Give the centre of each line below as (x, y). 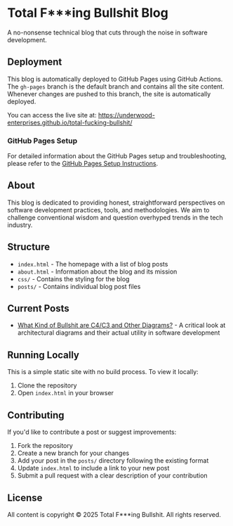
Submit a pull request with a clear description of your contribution (113, 475)
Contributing (36, 415)
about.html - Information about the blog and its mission (97, 271)
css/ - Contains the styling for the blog (73, 278)
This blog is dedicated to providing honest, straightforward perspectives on (116, 203)
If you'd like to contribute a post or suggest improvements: (92, 432)
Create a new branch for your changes (73, 453)
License (25, 498)
